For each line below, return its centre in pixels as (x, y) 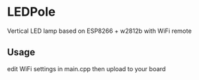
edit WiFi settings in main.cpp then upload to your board (86, 68)
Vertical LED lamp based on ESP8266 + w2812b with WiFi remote (99, 31)
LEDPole (32, 12)
